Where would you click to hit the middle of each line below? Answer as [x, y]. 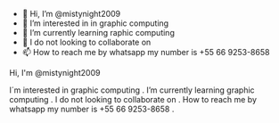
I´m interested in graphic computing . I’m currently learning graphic [132, 90]
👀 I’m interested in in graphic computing [95, 23]
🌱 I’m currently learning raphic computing [98, 33]
